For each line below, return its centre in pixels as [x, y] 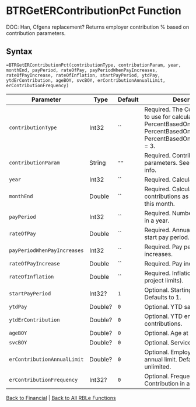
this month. [160, 203]
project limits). [164, 280]
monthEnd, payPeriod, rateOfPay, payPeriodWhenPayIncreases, [82, 70]
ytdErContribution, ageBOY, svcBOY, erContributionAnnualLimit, [86, 80]
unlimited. [158, 367]
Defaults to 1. [163, 297]
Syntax [19, 52]
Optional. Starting [168, 289]
